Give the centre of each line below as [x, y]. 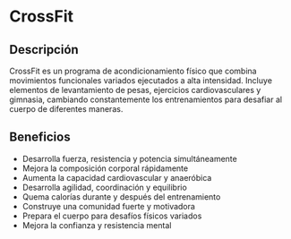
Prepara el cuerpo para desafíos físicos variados [112, 216]
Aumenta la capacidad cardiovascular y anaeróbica [117, 177]
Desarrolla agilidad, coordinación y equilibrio [105, 187]
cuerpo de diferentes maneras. [66, 109]
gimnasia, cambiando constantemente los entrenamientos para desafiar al [146, 99]
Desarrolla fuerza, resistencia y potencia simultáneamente [129, 158]
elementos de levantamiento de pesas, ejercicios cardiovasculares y [135, 90]
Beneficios [40, 137]
